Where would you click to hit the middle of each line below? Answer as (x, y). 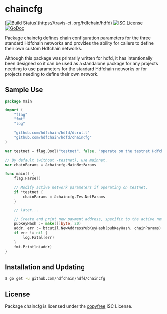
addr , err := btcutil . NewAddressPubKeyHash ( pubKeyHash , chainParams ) (88, 228)
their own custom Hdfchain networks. (44, 48)
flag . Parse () (28, 178)
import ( (14, 110)
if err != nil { (31, 233)
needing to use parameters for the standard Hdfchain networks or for (76, 69)
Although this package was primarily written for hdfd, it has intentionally (79, 58)
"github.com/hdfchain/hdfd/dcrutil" (52, 133)
